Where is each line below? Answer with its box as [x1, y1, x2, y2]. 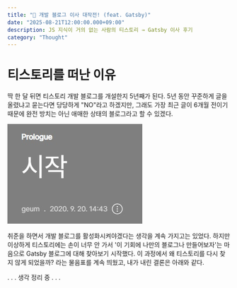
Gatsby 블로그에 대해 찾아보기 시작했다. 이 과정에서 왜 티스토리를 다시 [25, 249, 219, 258]
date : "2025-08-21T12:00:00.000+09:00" [7, 18, 125, 26]
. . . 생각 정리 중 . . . [7, 273, 62, 282]
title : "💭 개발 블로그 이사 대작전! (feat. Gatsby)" [7, 11, 151, 18]
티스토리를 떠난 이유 [7, 67, 117, 83]
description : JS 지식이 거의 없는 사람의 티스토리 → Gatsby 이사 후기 [7, 26, 193, 33]
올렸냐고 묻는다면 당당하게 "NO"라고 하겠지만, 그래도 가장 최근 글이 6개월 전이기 [7, 101, 229, 109]
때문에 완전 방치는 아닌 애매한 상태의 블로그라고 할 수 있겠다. [7, 109, 173, 118]
